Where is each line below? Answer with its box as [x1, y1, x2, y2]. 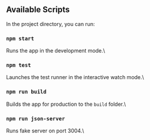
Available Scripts [6, 5, 70, 15]
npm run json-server [6, 115, 66, 122]
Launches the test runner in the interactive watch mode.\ [6, 74, 145, 81]
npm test [6, 62, 31, 69]
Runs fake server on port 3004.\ [6, 127, 84, 134]
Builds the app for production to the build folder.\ [6, 100, 126, 108]
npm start [6, 35, 34, 42]
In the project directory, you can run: [6, 20, 95, 27]
